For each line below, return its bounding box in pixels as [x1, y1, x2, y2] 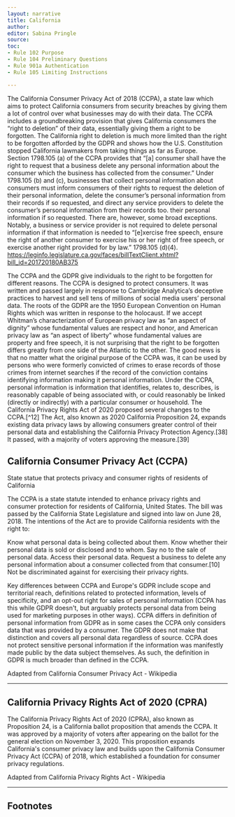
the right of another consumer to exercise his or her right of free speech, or [7, 235, 225, 244]
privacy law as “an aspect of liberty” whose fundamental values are [7, 330, 202, 340]
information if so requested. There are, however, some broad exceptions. [7, 213, 218, 221]
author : [7, 23, 30, 30]
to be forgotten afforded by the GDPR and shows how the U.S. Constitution [7, 139, 223, 147]
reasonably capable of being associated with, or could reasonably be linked [7, 390, 226, 399]
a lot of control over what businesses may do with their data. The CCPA [7, 109, 213, 118]
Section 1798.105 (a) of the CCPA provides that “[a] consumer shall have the [7, 153, 226, 162]
